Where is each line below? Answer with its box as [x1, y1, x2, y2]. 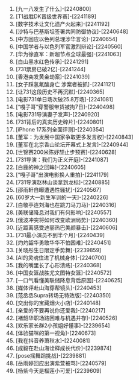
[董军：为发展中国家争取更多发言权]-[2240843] [15, 133, 134, 141]
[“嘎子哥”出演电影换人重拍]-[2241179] [15, 171, 109, 178]
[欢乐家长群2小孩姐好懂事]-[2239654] [15, 322, 110, 329]
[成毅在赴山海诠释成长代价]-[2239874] [15, 344, 112, 352]
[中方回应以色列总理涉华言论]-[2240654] [15, 36, 118, 42]
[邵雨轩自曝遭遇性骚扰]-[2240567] [15, 186, 102, 193]
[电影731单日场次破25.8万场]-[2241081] [15, 96, 114, 103]
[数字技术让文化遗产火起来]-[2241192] [15, 21, 110, 27]
